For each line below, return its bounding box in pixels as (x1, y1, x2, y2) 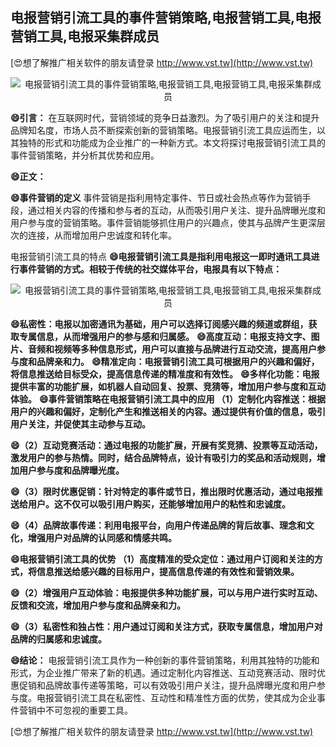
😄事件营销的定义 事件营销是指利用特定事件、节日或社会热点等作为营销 (10, 191, 303, 203)
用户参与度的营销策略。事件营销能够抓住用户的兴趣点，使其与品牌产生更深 (10, 216, 317, 228)
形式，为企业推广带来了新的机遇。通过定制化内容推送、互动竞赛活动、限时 (10, 666, 317, 678)
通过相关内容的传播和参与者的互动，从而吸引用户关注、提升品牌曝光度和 (27, 204, 326, 216)
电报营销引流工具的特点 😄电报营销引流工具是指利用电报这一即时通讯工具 (10, 250, 312, 262)
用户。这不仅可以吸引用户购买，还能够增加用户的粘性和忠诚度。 (27, 498, 291, 510)
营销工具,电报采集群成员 (10, 28, 160, 45)
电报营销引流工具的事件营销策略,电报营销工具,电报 (10, 9, 322, 27)
